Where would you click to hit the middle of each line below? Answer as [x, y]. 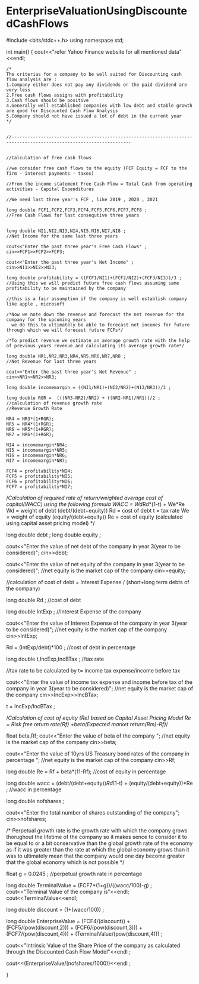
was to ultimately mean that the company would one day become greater [96, 856]
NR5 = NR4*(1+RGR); [30, 424]
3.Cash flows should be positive [48, 100]
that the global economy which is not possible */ [65, 862]
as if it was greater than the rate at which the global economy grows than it [98, 849]
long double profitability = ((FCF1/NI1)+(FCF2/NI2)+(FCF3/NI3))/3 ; [94, 278]
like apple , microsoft [36, 304]
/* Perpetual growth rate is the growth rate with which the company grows [97, 830]
